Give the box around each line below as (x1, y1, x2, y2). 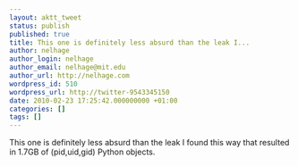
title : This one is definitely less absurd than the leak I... (9, 37, 251, 47)
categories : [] (9, 104, 66, 113)
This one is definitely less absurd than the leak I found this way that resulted (9, 137, 290, 148)
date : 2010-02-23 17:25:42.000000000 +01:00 (9, 95, 178, 105)
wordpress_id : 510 (9, 79, 78, 88)
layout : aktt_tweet (9, 12, 82, 22)
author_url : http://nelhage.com (9, 71, 130, 80)
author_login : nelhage (9, 54, 94, 63)
